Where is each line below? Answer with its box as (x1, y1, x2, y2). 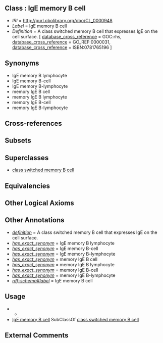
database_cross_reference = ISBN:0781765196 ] (12, 44, 112, 50)
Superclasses (5, 154, 49, 162)
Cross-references (5, 119, 63, 128)
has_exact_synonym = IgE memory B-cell (12, 245, 98, 252)
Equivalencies (5, 181, 50, 190)
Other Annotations (5, 216, 65, 224)
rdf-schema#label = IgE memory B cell (12, 277, 93, 283)
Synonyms (5, 59, 39, 68)
